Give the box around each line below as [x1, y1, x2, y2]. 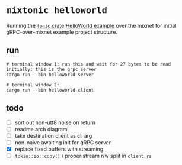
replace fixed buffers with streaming [14, 145, 104, 153]
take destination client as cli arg [14, 132, 92, 139]
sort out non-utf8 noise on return [14, 119, 96, 126]
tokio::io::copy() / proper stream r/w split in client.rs [14, 152, 152, 159]
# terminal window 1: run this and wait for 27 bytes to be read [6, 61, 171, 67]
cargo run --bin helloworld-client [6, 87, 94, 93]
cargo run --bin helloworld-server [6, 72, 94, 77]
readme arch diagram [14, 125, 68, 132]
